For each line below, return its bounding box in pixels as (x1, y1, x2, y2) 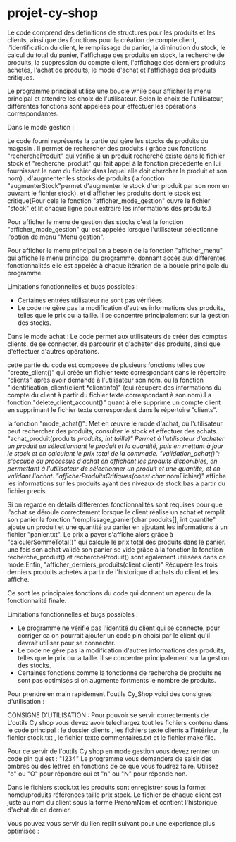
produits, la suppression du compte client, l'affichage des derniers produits (7, 58, 225, 66)
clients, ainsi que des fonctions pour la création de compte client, (7, 35, 197, 44)
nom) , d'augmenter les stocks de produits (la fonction (7, 174, 166, 182)
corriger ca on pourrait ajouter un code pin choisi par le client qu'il (17, 631, 210, 639)
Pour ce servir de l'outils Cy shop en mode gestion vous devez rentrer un (7, 747, 220, 755)
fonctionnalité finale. (7, 596, 67, 605)
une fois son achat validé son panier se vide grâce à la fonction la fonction (7, 545, 223, 554)
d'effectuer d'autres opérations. (7, 347, 100, 355)
